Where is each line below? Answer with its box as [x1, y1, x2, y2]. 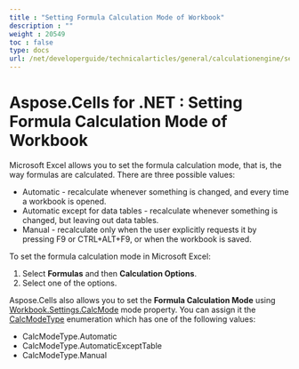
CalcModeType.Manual [21, 349, 108, 360]
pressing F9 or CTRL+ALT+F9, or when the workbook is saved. [21, 233, 252, 245]
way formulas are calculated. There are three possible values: [9, 169, 236, 180]
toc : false [9, 37, 53, 47]
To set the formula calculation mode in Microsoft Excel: [9, 251, 211, 261]
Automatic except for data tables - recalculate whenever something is [21, 205, 279, 216]
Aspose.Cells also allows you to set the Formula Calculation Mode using [9, 294, 276, 305]
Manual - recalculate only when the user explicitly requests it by [21, 224, 257, 235]
